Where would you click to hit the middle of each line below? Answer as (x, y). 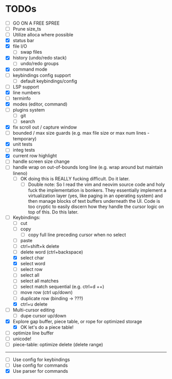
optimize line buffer (33, 333)
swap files (31, 52)
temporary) (25, 139)
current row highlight (35, 156)
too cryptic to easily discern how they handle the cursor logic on (96, 206)
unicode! (22, 339)
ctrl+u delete (34, 304)
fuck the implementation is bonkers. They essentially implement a (97, 190)
